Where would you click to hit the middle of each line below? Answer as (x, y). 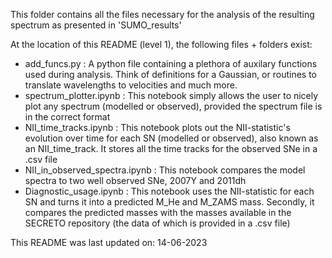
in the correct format (67, 117)
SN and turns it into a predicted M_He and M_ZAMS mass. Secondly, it (169, 202)
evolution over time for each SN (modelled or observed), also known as (171, 138)
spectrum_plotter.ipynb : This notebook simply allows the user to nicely (171, 95)
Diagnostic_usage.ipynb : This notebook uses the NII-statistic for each (169, 191)
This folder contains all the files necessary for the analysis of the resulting (162, 14)
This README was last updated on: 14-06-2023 (109, 242)
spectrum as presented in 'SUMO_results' (96, 25)
